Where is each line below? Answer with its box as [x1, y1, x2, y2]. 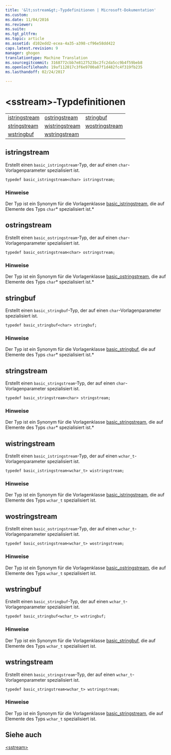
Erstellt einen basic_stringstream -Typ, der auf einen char [5, 380, 126, 386]
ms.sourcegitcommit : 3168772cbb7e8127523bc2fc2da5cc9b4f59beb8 [5, 60, 143, 65]
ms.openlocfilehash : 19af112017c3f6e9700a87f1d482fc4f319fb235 [5, 65, 143, 70]
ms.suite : [5, 27, 27, 32]
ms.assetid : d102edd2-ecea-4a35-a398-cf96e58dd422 [5, 41, 115, 46]
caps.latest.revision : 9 [5, 46, 58, 51]
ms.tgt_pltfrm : [5, 31, 38, 36]
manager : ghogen [5, 50, 40, 55]
